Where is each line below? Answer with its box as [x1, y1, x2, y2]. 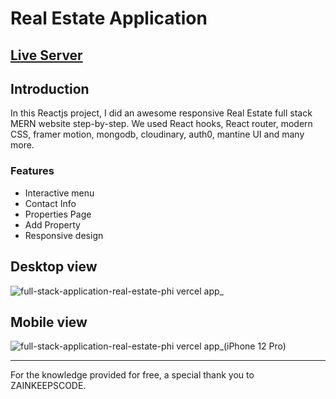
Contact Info [24, 197, 77, 209]
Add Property [24, 218, 81, 231]
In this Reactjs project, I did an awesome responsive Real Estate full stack [10, 107, 313, 119]
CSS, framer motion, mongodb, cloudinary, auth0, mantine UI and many [10, 128, 305, 141]
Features [10, 164, 55, 178]
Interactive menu [24, 187, 95, 199]
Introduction [10, 80, 90, 97]
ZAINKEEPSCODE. [10, 380, 87, 392]
